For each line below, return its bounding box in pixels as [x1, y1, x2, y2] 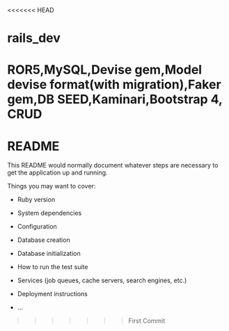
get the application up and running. [7, 168, 108, 177]
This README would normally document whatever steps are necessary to [7, 161, 219, 170]
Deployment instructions [17, 290, 88, 298]
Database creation [17, 236, 71, 244]
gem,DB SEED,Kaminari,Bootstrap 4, [7, 92, 223, 107]
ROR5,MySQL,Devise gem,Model [7, 62, 203, 78]
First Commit [128, 316, 166, 325]
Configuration [17, 223, 57, 231]
